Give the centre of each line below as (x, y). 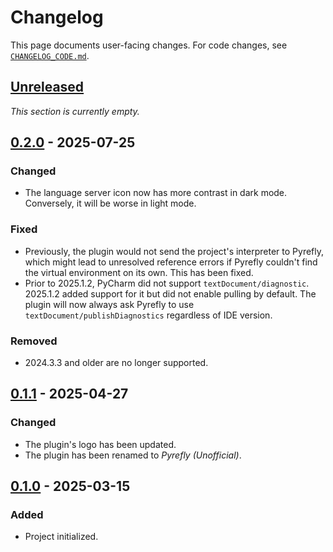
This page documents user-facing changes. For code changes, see (149, 45)
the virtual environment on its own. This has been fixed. (139, 272)
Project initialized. (61, 537)
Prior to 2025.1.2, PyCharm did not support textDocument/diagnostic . (167, 283)
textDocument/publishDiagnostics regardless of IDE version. (148, 315)
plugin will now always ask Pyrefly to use (109, 304)
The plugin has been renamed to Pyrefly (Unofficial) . (133, 455)
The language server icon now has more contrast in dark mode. (156, 193)
